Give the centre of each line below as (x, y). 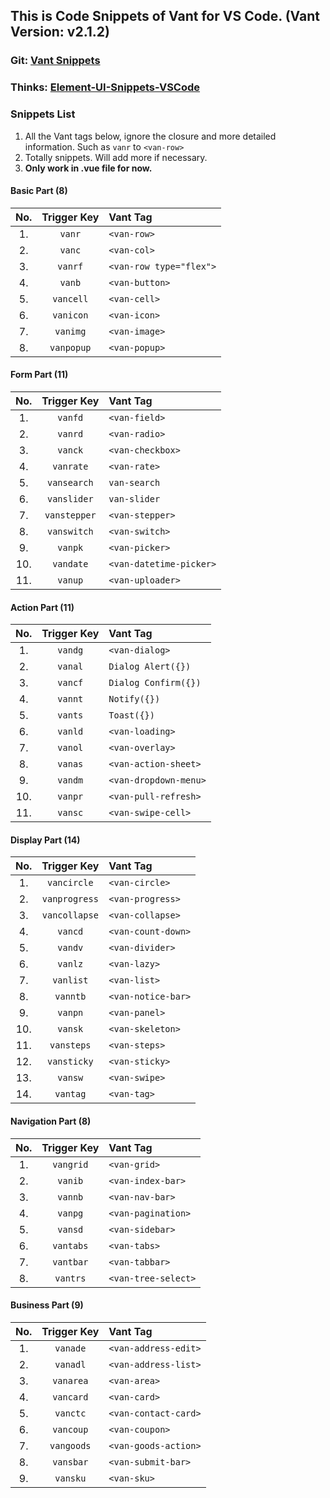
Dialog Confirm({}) (155, 683)
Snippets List (43, 114)
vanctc (70, 1413)
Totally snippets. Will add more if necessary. (116, 157)
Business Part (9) (47, 1305)
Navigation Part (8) (51, 1121)
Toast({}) (131, 715)
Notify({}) (134, 699)
